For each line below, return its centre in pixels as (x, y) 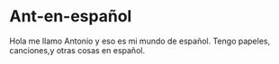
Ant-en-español (71, 16)
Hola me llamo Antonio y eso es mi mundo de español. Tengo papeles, (140, 41)
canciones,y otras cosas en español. (77, 50)
